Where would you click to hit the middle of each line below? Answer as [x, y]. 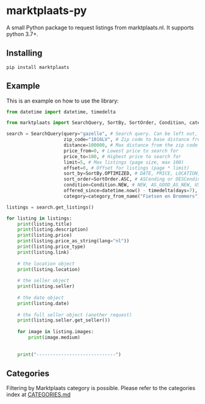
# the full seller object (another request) [75, 315]
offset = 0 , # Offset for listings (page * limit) [127, 168]
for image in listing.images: [56, 332]
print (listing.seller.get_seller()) [64, 320]
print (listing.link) [43, 252]
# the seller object [43, 281]
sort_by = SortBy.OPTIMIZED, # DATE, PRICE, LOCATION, [132, 174]
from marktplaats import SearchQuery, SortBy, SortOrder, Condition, [97, 123]
